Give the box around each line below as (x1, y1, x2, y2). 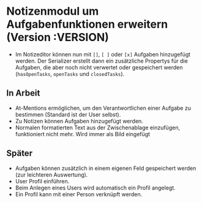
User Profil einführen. (15, 177, 70, 185)
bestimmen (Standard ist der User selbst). (15, 110, 121, 118)
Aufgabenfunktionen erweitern (6, 17, 168, 31)
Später (6, 148, 32, 159)
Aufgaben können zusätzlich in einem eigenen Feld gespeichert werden (15, 164, 196, 172)
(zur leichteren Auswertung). (15, 170, 88, 178)
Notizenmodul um (6, 4, 99, 18)
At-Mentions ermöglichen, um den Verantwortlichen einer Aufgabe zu (15, 104, 192, 112)
